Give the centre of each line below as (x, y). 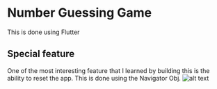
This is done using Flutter (43, 32)
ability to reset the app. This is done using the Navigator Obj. (94, 78)
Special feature (41, 54)
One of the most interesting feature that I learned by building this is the (108, 70)
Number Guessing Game (80, 13)
